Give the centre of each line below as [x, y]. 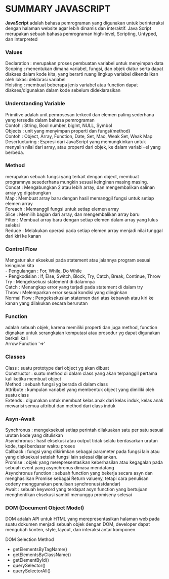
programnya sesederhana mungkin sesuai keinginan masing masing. [77, 182]
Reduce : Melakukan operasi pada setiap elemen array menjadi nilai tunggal [84, 230]
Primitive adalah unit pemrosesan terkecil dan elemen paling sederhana [80, 114]
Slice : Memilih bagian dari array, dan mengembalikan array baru [73, 214]
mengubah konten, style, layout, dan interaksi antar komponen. [71, 530]
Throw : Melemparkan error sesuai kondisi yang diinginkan [66, 293]
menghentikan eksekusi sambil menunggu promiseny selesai [69, 495]
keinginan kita [20, 266]
